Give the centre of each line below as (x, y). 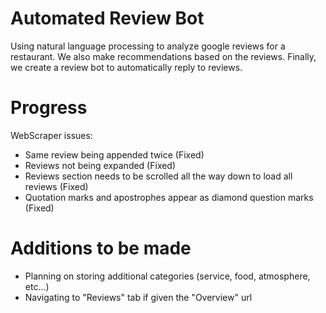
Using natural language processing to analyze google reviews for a (148, 46)
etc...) (37, 286)
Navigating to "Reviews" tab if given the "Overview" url (138, 297)
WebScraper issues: (51, 135)
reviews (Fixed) (56, 186)
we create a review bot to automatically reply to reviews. (126, 67)
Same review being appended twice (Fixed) (114, 154)
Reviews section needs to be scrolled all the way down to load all (158, 176)
